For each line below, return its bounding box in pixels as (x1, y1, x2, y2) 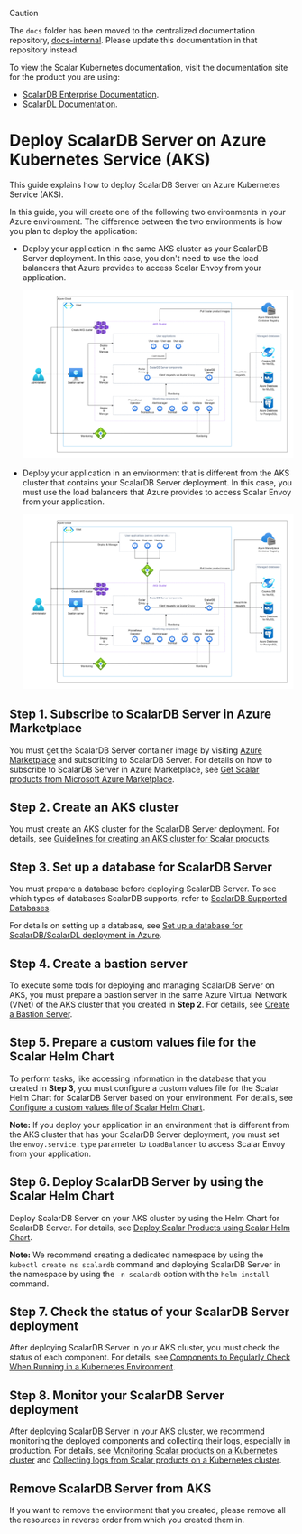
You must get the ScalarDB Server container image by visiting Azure (9, 745, 263, 756)
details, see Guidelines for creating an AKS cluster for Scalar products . (9, 833, 272, 844)
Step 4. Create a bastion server (9, 955, 188, 971)
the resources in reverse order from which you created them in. (9, 1514, 245, 1526)
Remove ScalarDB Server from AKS (9, 1481, 212, 1496)
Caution (9, 8, 39, 18)
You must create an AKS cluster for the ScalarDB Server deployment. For (9, 823, 280, 834)
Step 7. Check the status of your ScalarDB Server (9, 1304, 290, 1320)
